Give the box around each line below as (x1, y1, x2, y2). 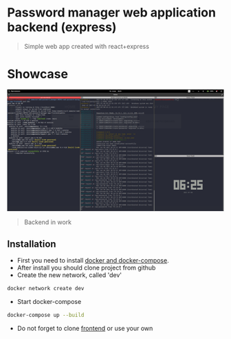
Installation (7, 238, 56, 250)
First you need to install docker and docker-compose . (16, 256, 170, 265)
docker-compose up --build (7, 311, 85, 319)
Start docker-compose (16, 298, 82, 306)
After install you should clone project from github (16, 263, 156, 272)
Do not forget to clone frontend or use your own (16, 324, 153, 332)
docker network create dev (7, 285, 85, 292)
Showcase (7, 67, 69, 82)
